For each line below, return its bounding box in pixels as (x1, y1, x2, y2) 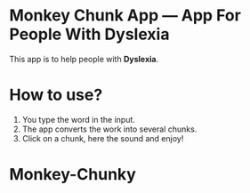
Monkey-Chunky (9, 165, 136, 185)
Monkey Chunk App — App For (9, 5, 242, 26)
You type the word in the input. (21, 114, 136, 125)
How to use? (9, 85, 103, 105)
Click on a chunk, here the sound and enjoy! (21, 133, 184, 143)
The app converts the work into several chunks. (21, 124, 198, 134)
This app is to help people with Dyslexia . (9, 53, 158, 64)
